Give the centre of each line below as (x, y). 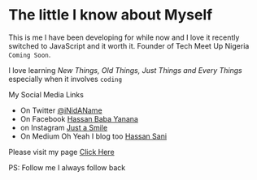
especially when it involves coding (65, 79)
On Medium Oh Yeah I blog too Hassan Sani (94, 136)
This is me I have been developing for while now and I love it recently (124, 37)
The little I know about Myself (111, 15)
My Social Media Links (46, 94)
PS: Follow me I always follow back (67, 167)
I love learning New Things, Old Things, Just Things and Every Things (125, 70)
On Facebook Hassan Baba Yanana (79, 118)
